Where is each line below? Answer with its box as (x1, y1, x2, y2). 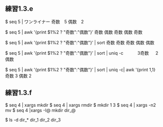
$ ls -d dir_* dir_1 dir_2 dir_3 (5, 117, 61, 123)
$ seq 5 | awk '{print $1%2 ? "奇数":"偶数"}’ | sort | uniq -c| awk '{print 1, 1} (5, 66, 156, 72)
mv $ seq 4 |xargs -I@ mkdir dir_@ (5, 107, 76, 113)
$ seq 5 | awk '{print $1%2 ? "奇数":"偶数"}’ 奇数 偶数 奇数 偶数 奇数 (5, 29, 143, 35)
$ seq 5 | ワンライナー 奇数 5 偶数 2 (5, 19, 84, 25)
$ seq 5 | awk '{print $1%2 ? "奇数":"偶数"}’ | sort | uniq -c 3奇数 (5, 50, 149, 56)
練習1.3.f (5, 89, 32, 97)
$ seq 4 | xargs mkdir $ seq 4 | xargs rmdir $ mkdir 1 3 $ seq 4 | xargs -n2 (5, 102, 156, 108)
